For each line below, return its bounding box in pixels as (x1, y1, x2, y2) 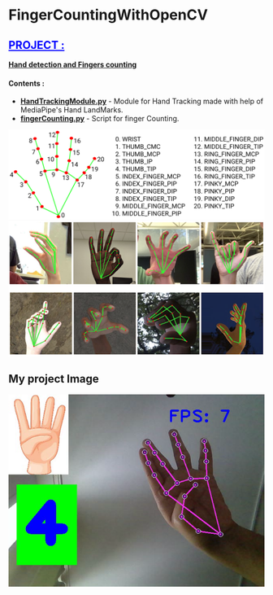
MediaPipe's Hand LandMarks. (19, 105, 123, 115)
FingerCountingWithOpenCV (8, 6, 209, 24)
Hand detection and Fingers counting (8, 59, 137, 69)
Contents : (8, 78, 45, 88)
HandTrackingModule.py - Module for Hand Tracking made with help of (19, 96, 264, 107)
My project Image (8, 372, 99, 386)
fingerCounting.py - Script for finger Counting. (19, 114, 180, 124)
